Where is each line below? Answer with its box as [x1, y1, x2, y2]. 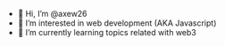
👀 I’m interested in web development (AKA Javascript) [17, 18, 217, 28]
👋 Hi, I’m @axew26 [17, 9, 87, 19]
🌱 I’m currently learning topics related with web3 [17, 27, 196, 37]
